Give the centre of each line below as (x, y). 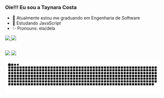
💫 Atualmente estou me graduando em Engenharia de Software (76, 18)
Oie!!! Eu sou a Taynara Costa (41, 7)
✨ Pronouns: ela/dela (34, 28)
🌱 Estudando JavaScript (37, 23)
